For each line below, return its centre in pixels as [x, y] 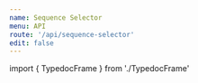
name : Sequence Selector [56, 18]
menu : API [28, 26]
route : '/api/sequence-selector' [72, 34]
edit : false [31, 43]
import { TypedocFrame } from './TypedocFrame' [99, 69]
